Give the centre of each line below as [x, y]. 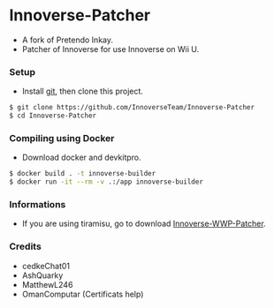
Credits [25, 246]
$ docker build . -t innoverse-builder [83, 174]
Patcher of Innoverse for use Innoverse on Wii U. [110, 49]
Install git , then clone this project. [83, 91]
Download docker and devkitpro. [81, 158]
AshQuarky [42, 275]
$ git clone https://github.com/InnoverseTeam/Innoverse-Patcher [132, 108]
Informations [38, 204]
